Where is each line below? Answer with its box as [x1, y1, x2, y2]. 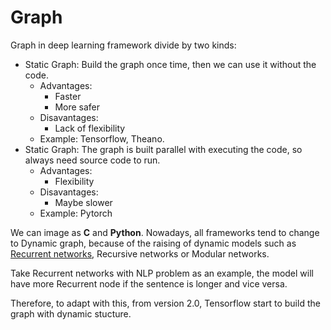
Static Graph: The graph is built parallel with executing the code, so [24, 143, 303, 155]
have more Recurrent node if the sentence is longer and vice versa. [10, 277, 288, 290]
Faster [54, 90, 82, 102]
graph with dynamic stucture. [10, 307, 132, 320]
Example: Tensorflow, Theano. [39, 132, 165, 145]
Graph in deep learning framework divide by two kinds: [10, 39, 237, 51]
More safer [54, 101, 101, 113]
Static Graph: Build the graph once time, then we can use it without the [24, 58, 317, 70]
